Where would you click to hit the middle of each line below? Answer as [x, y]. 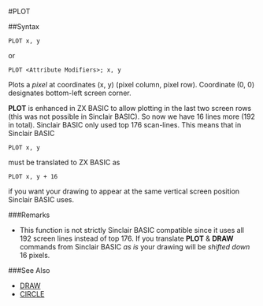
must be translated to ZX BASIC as [64, 162]
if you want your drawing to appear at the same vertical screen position [124, 191]
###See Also [29, 270]
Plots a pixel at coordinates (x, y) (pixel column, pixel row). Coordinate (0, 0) [131, 85]
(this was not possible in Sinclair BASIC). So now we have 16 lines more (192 [132, 116]
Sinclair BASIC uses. [41, 199]
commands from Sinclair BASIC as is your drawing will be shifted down [135, 247]
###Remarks [29, 215]
